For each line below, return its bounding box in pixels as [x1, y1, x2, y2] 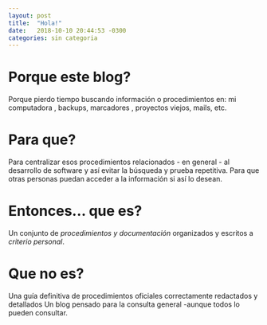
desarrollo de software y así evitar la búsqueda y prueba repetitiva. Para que [8, 166, 260, 175]
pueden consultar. [8, 308, 68, 317]
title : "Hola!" [8, 19, 62, 27]
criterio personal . [8, 237, 65, 247]
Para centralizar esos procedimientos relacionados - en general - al [8, 157, 230, 167]
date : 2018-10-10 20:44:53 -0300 [8, 26, 127, 34]
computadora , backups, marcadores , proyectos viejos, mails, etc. [8, 103, 227, 112]
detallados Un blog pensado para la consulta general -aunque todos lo [8, 300, 241, 309]
